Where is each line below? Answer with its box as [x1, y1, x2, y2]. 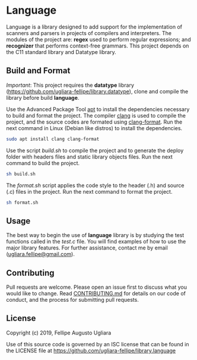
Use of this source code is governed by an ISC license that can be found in [6, 340, 189, 348]
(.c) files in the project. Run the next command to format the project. [6, 188, 173, 195]
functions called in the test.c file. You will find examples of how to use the [6, 238, 186, 245]
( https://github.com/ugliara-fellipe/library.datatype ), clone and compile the [6, 87, 189, 95]
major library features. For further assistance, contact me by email [6, 244, 168, 251]
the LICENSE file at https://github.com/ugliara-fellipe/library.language [6, 347, 176, 354]
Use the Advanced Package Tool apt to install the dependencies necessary [6, 105, 190, 113]
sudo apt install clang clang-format [6, 136, 100, 142]
